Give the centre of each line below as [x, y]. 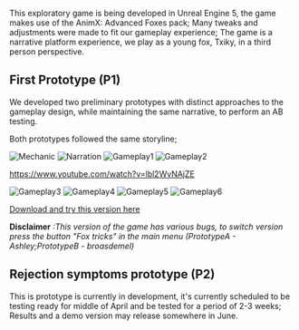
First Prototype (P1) [65, 80]
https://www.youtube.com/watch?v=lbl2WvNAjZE [102, 174]
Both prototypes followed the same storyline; [93, 139]
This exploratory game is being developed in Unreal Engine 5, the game [143, 13]
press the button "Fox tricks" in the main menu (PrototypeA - [123, 236]
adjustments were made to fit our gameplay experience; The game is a [141, 32]
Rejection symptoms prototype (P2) [112, 274]
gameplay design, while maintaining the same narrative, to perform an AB [146, 112]
